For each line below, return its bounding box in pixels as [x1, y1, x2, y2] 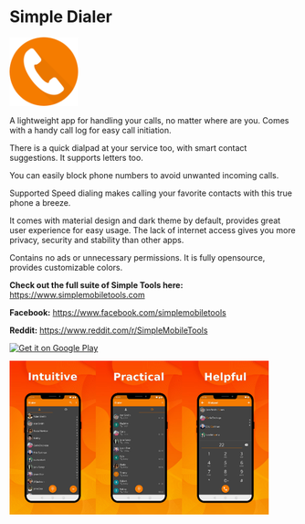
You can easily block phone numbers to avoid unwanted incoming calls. [9, 169, 279, 180]
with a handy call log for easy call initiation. [9, 124, 172, 135]
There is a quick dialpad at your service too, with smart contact [9, 142, 247, 153]
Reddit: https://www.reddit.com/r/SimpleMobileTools [9, 325, 208, 336]
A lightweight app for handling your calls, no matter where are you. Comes [9, 114, 289, 125]
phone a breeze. [9, 197, 71, 208]
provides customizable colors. [9, 262, 123, 273]
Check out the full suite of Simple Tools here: [9, 279, 184, 290]
